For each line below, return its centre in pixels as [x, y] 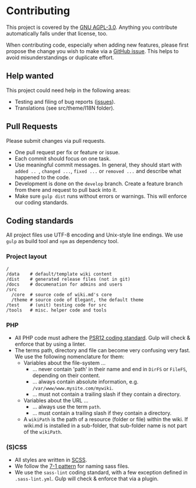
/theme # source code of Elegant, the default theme [78, 300]
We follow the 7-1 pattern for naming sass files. [72, 466]
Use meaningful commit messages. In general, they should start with [98, 165]
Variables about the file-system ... [65, 363]
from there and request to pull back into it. [66, 189]
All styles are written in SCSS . [51, 460]
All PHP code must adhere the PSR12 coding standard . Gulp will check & [102, 338]
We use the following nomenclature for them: [69, 356]
